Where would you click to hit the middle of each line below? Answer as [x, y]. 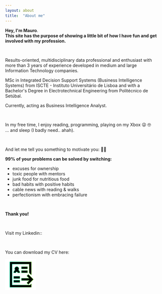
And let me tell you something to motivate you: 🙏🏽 [56, 149]
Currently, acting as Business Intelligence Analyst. [56, 105]
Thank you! [17, 214]
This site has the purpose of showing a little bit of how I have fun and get [81, 36]
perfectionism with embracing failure [50, 195]
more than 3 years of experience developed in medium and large [71, 65]
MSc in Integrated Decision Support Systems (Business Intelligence [74, 80]
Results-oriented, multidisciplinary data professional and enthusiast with [79, 60]
